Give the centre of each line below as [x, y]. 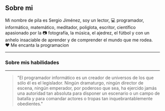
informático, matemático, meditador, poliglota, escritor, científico [70, 27]
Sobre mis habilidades [32, 62]
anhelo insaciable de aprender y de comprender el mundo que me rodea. [79, 40]
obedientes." [30, 104]
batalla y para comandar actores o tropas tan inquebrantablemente [85, 99]
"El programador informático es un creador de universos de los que [85, 78]
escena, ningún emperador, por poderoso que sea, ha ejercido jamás [87, 88]
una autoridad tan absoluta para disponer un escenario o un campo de [88, 93]
